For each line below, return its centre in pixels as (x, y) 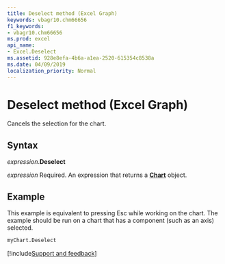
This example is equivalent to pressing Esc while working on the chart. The (112, 213)
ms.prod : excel (29, 39)
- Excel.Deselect (32, 52)
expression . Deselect (37, 162)
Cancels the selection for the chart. (57, 123)
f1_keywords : (26, 26)
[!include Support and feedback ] (52, 253)
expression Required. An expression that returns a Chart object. (97, 175)
